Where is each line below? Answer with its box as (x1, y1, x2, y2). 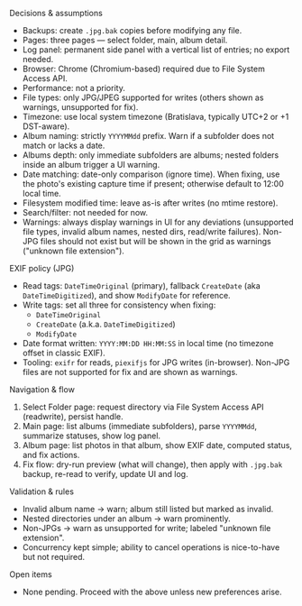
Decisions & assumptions (9, 8, 104, 18)
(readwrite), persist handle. (22, 411, 124, 422)
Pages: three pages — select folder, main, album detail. (22, 35, 228, 45)
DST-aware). (22, 121, 70, 132)
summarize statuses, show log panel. (22, 430, 160, 441)
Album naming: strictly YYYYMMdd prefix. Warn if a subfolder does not (22, 131, 275, 141)
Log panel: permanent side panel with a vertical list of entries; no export (22, 44, 290, 55)
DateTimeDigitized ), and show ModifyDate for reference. (22, 290, 232, 300)
